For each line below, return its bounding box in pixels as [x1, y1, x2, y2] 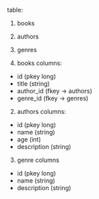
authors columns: [16, 108, 66, 115]
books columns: [16, 59, 63, 67]
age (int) [16, 135, 41, 143]
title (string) [16, 80, 50, 88]
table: [7, 6, 23, 14]
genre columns [16, 156, 59, 164]
